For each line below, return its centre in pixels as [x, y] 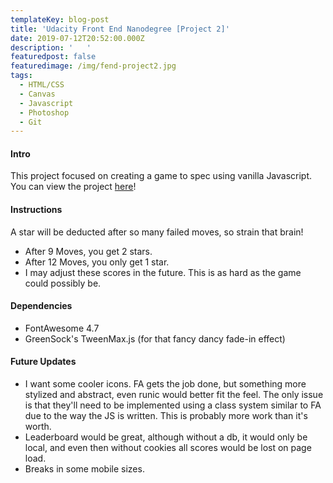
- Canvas [37, 94]
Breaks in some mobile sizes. [84, 469]
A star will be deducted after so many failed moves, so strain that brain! [157, 232]
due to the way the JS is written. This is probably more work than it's [166, 416]
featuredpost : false [53, 57]
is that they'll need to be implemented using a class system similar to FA [173, 405]
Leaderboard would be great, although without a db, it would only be [166, 437]
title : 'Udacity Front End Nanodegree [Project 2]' [120, 29]
